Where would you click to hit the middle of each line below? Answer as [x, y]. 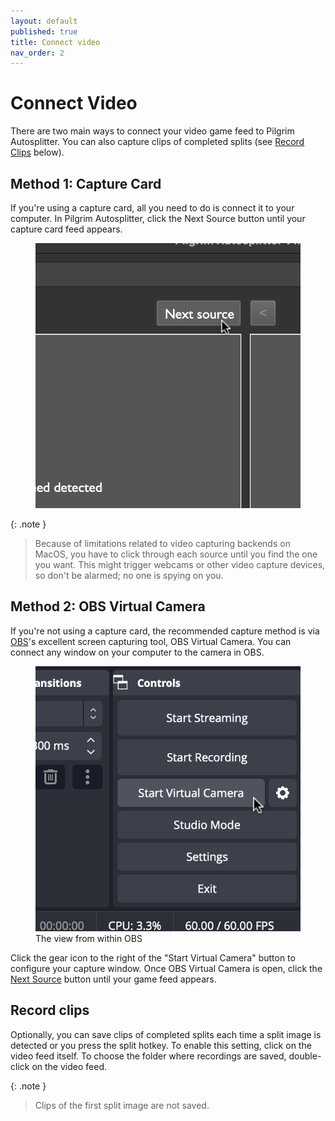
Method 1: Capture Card [86, 183]
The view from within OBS [89, 938]
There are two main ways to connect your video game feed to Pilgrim [152, 131]
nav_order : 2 [37, 53]
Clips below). [37, 152]
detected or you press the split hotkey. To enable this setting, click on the [161, 1045]
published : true [44, 31]
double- [305, 1056]
